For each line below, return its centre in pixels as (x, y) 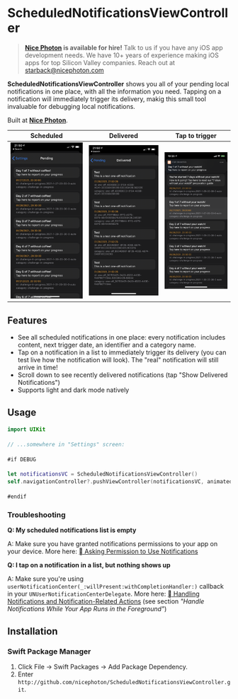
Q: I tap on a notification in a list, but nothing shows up (89, 565)
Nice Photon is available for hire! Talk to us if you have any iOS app (124, 47)
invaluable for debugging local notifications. (72, 106)
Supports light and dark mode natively (73, 390)
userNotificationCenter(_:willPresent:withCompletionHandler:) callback (116, 587)
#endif (17, 497)
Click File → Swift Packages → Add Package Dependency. (102, 666)
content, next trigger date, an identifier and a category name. (107, 345)
